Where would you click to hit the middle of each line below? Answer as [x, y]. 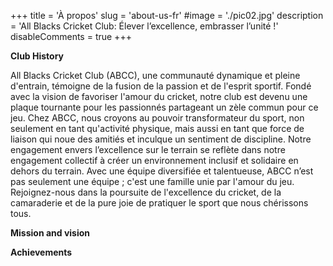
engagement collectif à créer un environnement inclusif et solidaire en [154, 160]
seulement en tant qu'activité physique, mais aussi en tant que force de [157, 128]
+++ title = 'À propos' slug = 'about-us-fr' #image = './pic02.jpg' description [167, 15]
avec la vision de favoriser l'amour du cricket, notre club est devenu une [159, 96]
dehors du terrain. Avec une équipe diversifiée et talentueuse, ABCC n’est [162, 171]
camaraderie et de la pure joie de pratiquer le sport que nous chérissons [159, 203]
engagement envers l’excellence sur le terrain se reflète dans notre [148, 149]
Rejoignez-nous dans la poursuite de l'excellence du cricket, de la [146, 192]
